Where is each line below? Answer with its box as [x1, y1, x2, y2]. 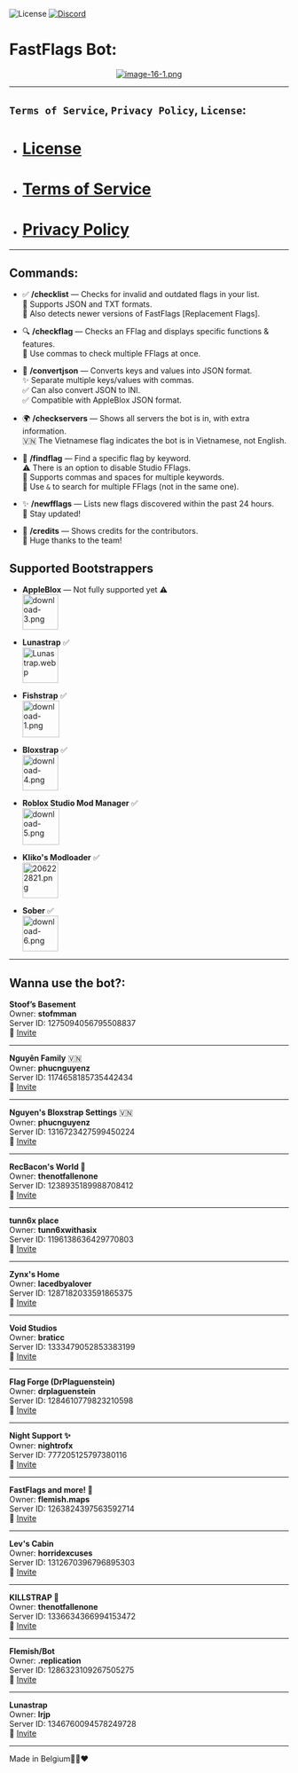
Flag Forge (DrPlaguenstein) [9, 1377, 115, 1387]
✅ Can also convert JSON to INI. [21, 385, 141, 396]
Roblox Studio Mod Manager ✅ [21, 798, 138, 809]
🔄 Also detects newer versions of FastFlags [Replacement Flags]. [21, 309, 260, 319]
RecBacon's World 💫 [9, 1162, 86, 1173]
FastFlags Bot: [9, 40, 117, 59]
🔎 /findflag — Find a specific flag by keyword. [21, 453, 192, 464]
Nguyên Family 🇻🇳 [9, 1053, 82, 1063]
